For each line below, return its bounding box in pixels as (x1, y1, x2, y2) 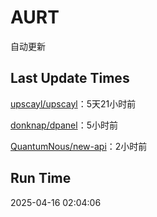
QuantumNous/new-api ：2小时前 (10, 140, 148, 152)
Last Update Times (10, 70, 130, 87)
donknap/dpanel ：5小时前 (10, 119, 118, 131)
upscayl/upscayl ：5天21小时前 (10, 97, 137, 110)
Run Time (10, 170, 72, 187)
